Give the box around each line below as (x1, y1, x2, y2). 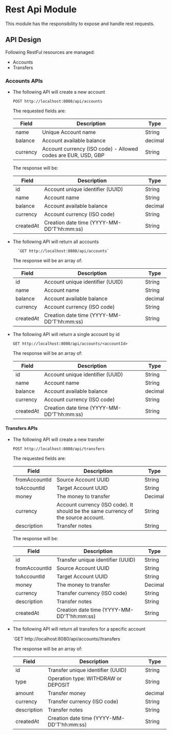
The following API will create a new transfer (12, 436, 105, 443)
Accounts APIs (5, 77, 43, 84)
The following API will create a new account (12, 89, 105, 95)
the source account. (56, 514, 105, 521)
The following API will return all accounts (12, 239, 99, 245)
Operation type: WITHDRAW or (48, 675, 122, 682)
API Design (5, 35, 41, 44)
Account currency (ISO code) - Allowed (42, 145, 138, 152)
